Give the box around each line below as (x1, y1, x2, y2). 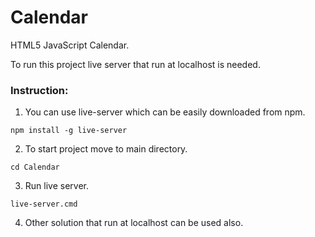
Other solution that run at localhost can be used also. (24, 217, 244, 229)
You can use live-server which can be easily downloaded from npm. (24, 106, 306, 118)
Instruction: (10, 83, 69, 97)
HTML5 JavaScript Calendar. (10, 39, 130, 51)
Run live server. (24, 180, 89, 192)
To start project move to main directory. (24, 143, 188, 155)
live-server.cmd (10, 199, 78, 210)
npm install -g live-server (10, 126, 128, 136)
